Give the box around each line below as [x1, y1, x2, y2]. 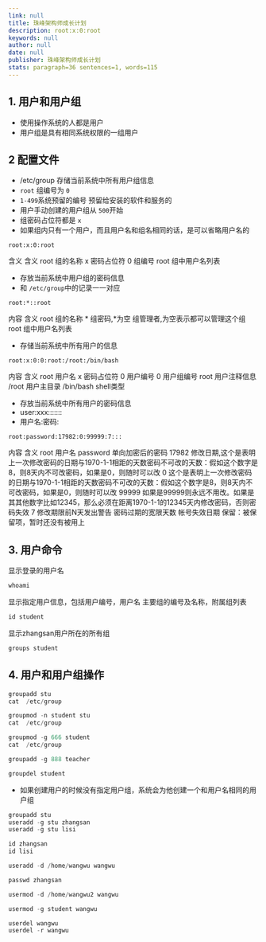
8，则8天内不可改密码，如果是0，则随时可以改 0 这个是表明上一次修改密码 [8, 467, 253, 478]
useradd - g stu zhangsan [8, 818, 91, 827]
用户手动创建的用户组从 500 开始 [19, 205, 124, 215]
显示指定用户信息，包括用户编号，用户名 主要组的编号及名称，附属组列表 [8, 597, 247, 607]
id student [8, 613, 44, 621]
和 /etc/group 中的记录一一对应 [19, 283, 121, 293]
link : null [8, 11, 44, 20]
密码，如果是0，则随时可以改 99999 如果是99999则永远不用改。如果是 [21, 487, 255, 498]
